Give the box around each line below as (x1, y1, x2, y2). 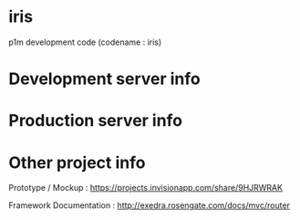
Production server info (8, 110, 183, 131)
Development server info (8, 68, 202, 89)
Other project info (8, 152, 146, 173)
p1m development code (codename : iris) (8, 37, 162, 47)
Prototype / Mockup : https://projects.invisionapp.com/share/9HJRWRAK (8, 183, 284, 194)
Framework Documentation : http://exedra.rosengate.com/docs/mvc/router (8, 200, 291, 211)
